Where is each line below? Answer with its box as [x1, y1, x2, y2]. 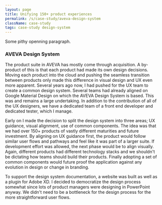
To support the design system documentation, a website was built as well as [5, 174, 158, 180]
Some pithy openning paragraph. [5, 38, 71, 44]
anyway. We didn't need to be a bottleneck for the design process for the [5, 189, 151, 195]
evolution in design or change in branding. [5, 164, 90, 170]
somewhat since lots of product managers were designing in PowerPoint [5, 184, 150, 190]
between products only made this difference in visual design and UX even [5, 77, 153, 83]
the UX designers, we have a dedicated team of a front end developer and [5, 103, 153, 109]
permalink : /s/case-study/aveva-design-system [5, 16, 101, 21]
